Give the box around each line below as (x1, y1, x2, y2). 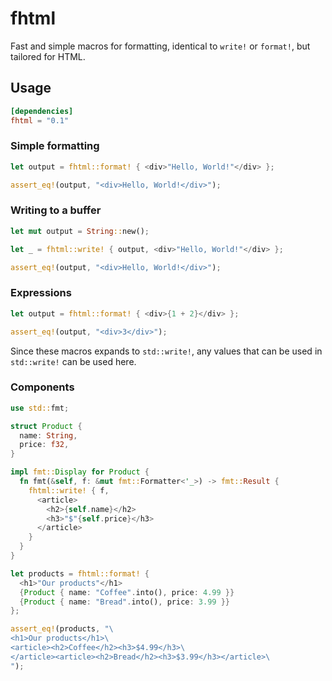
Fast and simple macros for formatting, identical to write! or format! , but (10, 40, 311, 52)
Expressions (10, 286, 72, 300)
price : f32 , (19, 440, 70, 450)
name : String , (19, 430, 78, 441)
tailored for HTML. (10, 50, 86, 62)
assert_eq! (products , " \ (10, 624, 114, 634)
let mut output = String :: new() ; (10, 226, 150, 236)
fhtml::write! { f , (28, 485, 110, 496)
